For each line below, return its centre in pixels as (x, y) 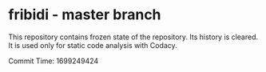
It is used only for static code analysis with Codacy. (93, 45)
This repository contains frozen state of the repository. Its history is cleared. (133, 37)
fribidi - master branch (85, 15)
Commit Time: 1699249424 (54, 61)
